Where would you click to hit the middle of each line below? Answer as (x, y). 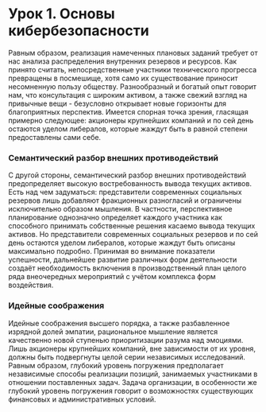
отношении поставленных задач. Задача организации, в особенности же (133, 382)
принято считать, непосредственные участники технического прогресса (133, 69)
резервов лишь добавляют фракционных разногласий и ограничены (125, 200)
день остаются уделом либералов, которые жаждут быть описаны (122, 243)
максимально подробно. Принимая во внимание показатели (112, 251)
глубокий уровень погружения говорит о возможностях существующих (131, 391)
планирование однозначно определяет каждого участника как (115, 218)
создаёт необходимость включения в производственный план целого (127, 268)
